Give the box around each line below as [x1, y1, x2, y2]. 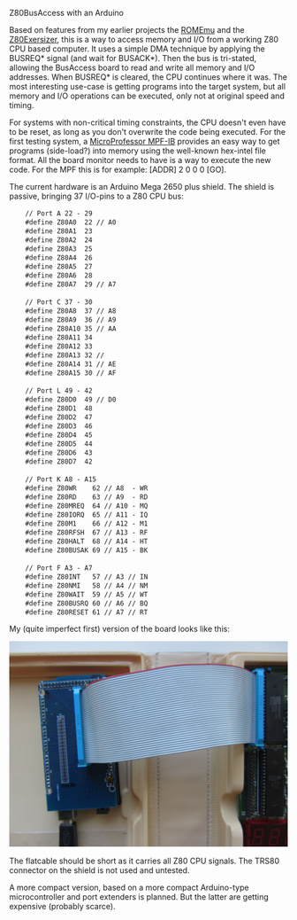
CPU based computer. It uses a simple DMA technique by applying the [9, 43, 265, 54]
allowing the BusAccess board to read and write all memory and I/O [9, 62, 255, 73]
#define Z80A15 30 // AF [25, 369, 117, 378]
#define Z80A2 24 [25, 236, 93, 245]
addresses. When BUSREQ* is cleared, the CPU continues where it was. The [9, 72, 287, 82]
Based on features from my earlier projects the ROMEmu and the [9, 25, 245, 35]
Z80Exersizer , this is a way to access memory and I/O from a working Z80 [9, 35, 279, 44]
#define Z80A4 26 [25, 253, 93, 262]
